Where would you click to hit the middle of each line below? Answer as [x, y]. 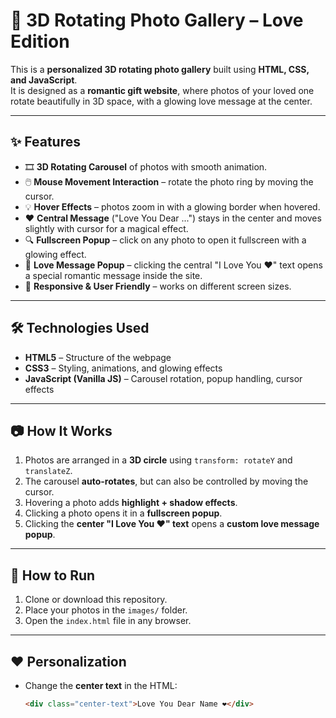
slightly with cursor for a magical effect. [106, 228]
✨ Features [45, 142]
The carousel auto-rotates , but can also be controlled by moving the [166, 481]
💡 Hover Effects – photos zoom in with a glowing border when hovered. [172, 206]
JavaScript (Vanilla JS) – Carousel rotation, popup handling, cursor [163, 378]
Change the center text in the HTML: [101, 685]
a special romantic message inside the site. [113, 275]
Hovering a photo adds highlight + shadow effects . [131, 503]
